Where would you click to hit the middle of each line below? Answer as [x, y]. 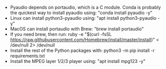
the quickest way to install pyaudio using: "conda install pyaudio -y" [81, 13]
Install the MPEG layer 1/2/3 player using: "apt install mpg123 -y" [78, 61]
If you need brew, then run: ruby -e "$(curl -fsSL [61, 34]
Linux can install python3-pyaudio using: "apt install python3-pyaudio [83, 18]
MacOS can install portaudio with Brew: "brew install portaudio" [77, 29]
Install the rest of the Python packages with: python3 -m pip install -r [82, 50]
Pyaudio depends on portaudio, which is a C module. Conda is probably [86, 7]
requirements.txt [27, 56]
